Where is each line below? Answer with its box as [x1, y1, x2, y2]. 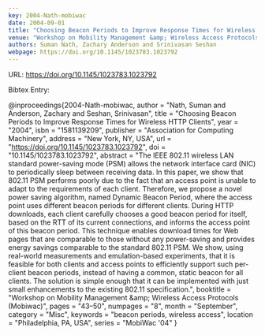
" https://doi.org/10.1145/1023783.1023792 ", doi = [8, 143, 166, 151]
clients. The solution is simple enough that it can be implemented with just [8, 277, 249, 285]
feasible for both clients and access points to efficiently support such [8, 259, 233, 269]
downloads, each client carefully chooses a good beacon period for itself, [8, 210, 248, 218]
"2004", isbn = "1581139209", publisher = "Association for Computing [8, 125, 234, 135]
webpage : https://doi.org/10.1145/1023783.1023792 [8, 48, 178, 56]
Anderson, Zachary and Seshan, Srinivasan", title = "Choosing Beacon [8, 109, 237, 118]
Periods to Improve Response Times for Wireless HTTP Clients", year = [8, 117, 239, 126]
